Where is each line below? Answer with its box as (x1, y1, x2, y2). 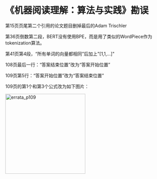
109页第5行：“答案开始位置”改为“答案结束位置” (5, 72, 104, 78)
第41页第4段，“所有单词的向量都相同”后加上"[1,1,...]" (5, 51, 115, 57)
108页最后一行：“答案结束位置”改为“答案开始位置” (5, 61, 110, 68)
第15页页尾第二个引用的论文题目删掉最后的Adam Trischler (5, 23, 127, 29)
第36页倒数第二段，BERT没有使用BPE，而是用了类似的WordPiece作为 (5, 33, 152, 39)
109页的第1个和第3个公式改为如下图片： (5, 83, 89, 89)
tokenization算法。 (5, 39, 45, 46)
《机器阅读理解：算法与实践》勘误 (5, 5, 149, 16)
